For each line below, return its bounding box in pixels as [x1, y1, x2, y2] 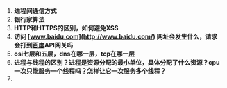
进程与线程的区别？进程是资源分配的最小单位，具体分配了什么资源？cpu [13, 58, 220, 66]
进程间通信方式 [13, 7, 57, 14]
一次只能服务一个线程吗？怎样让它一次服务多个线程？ [13, 67, 167, 75]
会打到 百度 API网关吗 [13, 41, 74, 49]
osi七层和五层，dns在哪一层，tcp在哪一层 [13, 49, 135, 58]
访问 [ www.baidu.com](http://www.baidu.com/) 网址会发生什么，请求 [13, 32, 218, 41]
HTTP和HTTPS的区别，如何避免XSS [13, 24, 119, 32]
